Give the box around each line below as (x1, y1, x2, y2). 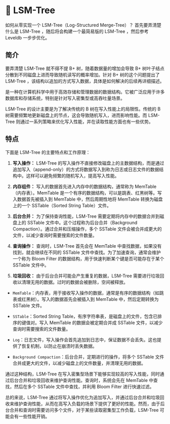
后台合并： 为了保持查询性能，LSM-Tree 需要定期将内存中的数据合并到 (12, 213, 160, 219)
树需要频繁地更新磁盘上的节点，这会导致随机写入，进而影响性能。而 (5, 112, 147, 118)
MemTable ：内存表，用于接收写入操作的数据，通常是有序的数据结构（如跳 (12, 290, 164, 296)
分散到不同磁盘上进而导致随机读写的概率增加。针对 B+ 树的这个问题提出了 (5, 71, 160, 78)
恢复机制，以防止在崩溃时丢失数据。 (21, 343, 97, 349)
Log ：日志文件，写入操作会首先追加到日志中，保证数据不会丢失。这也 (12, 336, 157, 342)
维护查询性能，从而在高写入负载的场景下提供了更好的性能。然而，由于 (14, 400, 160, 407)
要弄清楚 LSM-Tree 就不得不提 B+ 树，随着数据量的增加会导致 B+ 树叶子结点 (5, 65, 165, 71)
